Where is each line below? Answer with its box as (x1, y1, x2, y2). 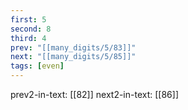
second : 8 (10, 24, 52, 34)
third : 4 (10, 33, 47, 43)
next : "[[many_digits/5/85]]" (10, 52, 137, 62)
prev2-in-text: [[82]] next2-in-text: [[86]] (10, 89, 179, 100)
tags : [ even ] (10, 61, 65, 71)
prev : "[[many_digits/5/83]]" (10, 42, 137, 53)
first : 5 (10, 14, 47, 25)
